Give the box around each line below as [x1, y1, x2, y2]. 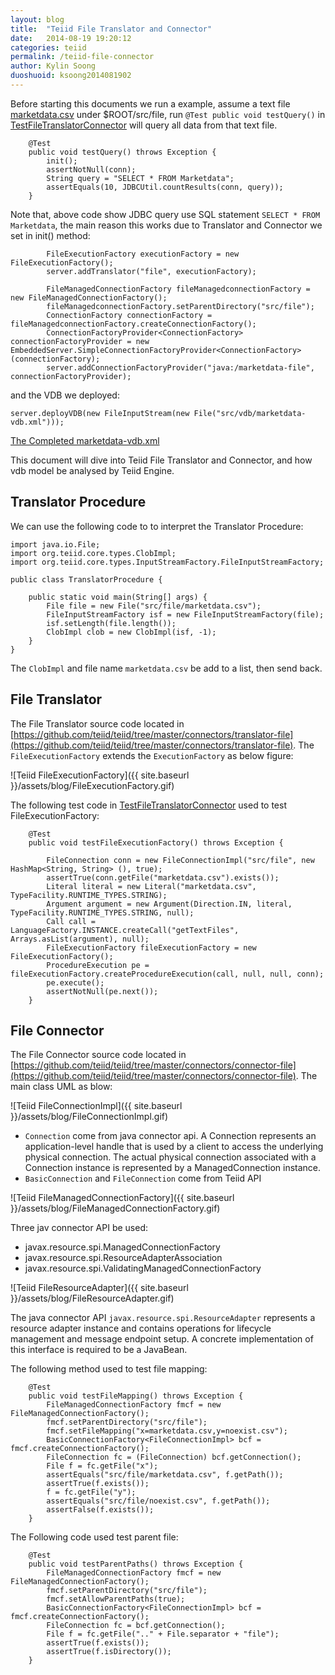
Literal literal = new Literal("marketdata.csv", [46, 881, 257, 891]
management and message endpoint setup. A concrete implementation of [10, 1333, 314, 1345]
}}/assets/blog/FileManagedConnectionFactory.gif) [10, 1202, 221, 1215]
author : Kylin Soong [10, 61, 97, 71]
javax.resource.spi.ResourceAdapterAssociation [24, 1252, 223, 1264]
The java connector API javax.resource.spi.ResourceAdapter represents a [10, 1312, 316, 1324]
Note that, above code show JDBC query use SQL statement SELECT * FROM [10, 208, 321, 220]
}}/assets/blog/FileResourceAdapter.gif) [10, 1292, 175, 1305]
